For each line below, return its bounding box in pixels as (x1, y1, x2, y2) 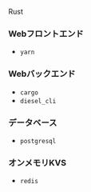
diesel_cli (19, 97, 57, 105)
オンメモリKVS (8, 157, 66, 168)
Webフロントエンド (8, 28, 84, 39)
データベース (8, 117, 57, 128)
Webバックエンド (8, 68, 76, 79)
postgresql (19, 137, 57, 145)
